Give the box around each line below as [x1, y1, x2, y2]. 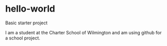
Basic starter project [5, 20, 48, 26]
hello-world [5, 3, 56, 15]
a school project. [5, 35, 40, 41]
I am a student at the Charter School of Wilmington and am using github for [5, 29, 162, 35]
